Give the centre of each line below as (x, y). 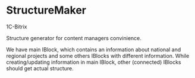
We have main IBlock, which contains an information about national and (94, 49)
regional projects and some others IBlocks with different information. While (98, 56)
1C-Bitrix (17, 27)
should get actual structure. (40, 68)
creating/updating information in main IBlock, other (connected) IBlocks (94, 62)
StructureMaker (46, 10)
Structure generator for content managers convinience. (74, 38)
